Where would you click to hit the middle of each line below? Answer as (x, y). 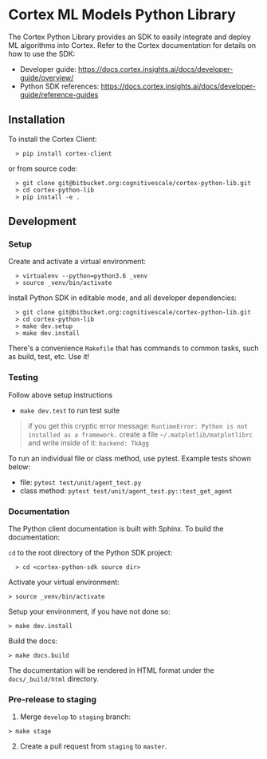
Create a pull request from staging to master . (93, 746)
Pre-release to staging (53, 699)
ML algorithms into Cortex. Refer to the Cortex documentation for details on (132, 45)
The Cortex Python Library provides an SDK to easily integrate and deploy (130, 37)
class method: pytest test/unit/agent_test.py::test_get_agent (126, 490)
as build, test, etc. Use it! (49, 357)
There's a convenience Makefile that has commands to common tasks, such (133, 348)
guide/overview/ (47, 77)
